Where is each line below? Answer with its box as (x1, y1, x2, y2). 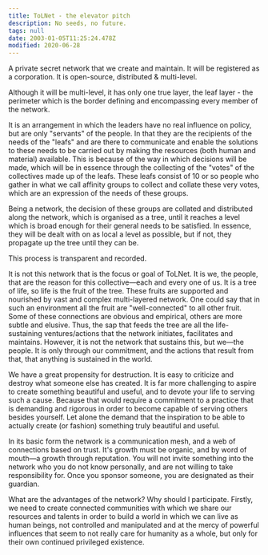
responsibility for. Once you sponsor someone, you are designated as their (8, 471, 254, 480)
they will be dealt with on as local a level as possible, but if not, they (8, 229, 232, 239)
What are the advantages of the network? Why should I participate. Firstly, (8, 495, 254, 504)
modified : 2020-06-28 (8, 42, 81, 50)
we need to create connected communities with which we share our (8, 503, 232, 513)
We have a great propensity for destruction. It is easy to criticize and (8, 370, 234, 379)
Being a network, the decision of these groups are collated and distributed (8, 204, 254, 213)
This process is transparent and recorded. (8, 253, 147, 263)
